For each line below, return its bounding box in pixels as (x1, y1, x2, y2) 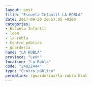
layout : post (5, 7, 33, 13)
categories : (5, 21, 30, 27)
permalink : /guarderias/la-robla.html (5, 73, 87, 78)
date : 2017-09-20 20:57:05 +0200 (5, 17, 76, 22)
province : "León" (5, 54, 42, 60)
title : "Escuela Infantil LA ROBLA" (5, 12, 83, 17)
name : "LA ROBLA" (5, 50, 42, 55)
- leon (5, 31, 19, 36)
